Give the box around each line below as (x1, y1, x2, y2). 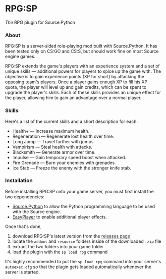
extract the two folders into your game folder (12, 243, 104, 249)
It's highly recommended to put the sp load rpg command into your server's (5, 258, 161, 264)
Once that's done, (5, 223, 42, 229)
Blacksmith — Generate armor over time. (12, 149, 96, 155)
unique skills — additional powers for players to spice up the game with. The (5, 68, 161, 74)
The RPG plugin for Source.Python (5, 19, 75, 25)
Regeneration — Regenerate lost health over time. (12, 133, 114, 139)
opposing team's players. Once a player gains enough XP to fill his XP (5, 79, 148, 85)
